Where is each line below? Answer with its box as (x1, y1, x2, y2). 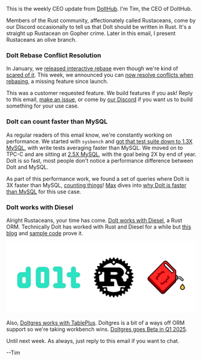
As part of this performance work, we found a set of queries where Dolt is (6, 175, 190, 182)
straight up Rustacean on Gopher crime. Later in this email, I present (6, 30, 176, 37)
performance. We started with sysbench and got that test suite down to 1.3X (6, 137, 193, 145)
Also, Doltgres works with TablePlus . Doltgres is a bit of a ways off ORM (6, 319, 185, 326)
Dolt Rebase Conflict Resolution (6, 51, 101, 59)
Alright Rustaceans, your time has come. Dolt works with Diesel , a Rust (6, 216, 183, 224)
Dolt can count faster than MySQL (6, 117, 108, 126)
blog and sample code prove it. (6, 229, 83, 236)
